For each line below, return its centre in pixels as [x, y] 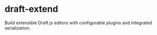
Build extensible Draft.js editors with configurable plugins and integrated [78, 23]
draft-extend [31, 9]
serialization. [18, 28]
